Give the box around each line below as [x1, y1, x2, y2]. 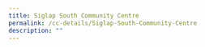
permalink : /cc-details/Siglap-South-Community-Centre [8, 19, 198, 27]
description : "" [8, 26, 63, 34]
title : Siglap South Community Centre [8, 11, 139, 20]
